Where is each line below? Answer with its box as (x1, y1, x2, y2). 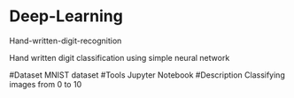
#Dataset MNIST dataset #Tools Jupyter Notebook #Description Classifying (9, 69, 285, 80)
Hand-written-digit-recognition (9, 35, 122, 46)
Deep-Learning (9, 6, 124, 26)
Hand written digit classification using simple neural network (9, 52, 230, 63)
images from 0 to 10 (9, 79, 82, 89)
